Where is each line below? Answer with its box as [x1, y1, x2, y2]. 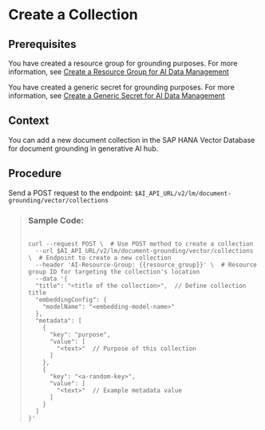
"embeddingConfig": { [35, 295, 108, 304]
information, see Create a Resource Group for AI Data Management [8, 67, 230, 77]
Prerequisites [8, 37, 77, 51]
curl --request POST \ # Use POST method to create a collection [27, 239, 254, 248]
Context [8, 114, 49, 128]
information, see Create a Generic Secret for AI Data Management [8, 91, 225, 101]
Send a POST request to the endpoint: [8, 187, 133, 197]
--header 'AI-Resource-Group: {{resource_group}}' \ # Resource [35, 261, 257, 269]
